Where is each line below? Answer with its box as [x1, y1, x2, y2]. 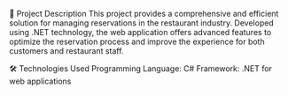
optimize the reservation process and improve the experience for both [9, 36, 265, 47]
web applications [9, 76, 72, 86]
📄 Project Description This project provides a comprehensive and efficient [9, 9, 279, 18]
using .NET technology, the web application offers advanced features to [9, 27, 272, 37]
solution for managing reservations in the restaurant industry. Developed [9, 18, 275, 28]
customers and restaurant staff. [9, 46, 124, 56]
